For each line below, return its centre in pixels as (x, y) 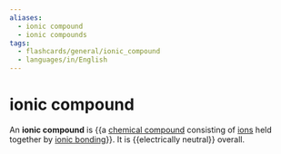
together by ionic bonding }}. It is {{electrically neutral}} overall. (127, 139)
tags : (20, 43)
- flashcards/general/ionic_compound (89, 52)
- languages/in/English (62, 60)
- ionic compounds (53, 34)
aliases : (26, 18)
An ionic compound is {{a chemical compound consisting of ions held (141, 130)
